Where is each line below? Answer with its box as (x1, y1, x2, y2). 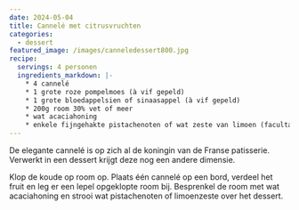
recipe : (9, 54, 38, 63)
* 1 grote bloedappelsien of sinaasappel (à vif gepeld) (25, 95, 241, 105)
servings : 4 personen (17, 63, 98, 72)
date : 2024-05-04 (9, 12, 74, 22)
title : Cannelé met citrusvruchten (9, 21, 141, 30)
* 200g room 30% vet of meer (25, 104, 133, 113)
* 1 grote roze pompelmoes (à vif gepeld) (25, 87, 185, 96)
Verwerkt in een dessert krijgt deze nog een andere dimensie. (9, 155, 236, 165)
